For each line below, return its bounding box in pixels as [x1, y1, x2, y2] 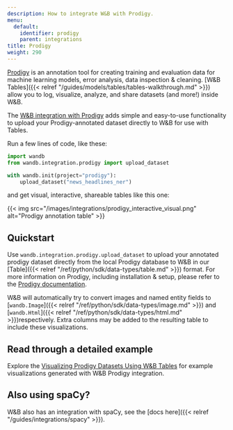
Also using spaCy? [7, 389, 90, 401]
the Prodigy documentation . [7, 280, 87, 289]
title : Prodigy [7, 42, 51, 49]
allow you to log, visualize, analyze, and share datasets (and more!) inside [7, 90, 219, 98]
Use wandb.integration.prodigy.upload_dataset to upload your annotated [7, 250, 219, 259]
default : [13, 23, 39, 30]
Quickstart [7, 232, 55, 244]
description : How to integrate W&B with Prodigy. [7, 10, 154, 17]
